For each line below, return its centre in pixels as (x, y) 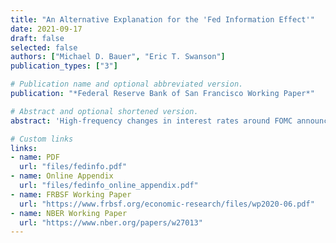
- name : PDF (35, 157)
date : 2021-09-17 (46, 29)
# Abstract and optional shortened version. (104, 111)
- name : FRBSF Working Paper (71, 194)
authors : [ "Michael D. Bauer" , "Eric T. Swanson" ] (118, 57)
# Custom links (42, 139)
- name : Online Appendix (62, 176)
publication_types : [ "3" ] (64, 66)
